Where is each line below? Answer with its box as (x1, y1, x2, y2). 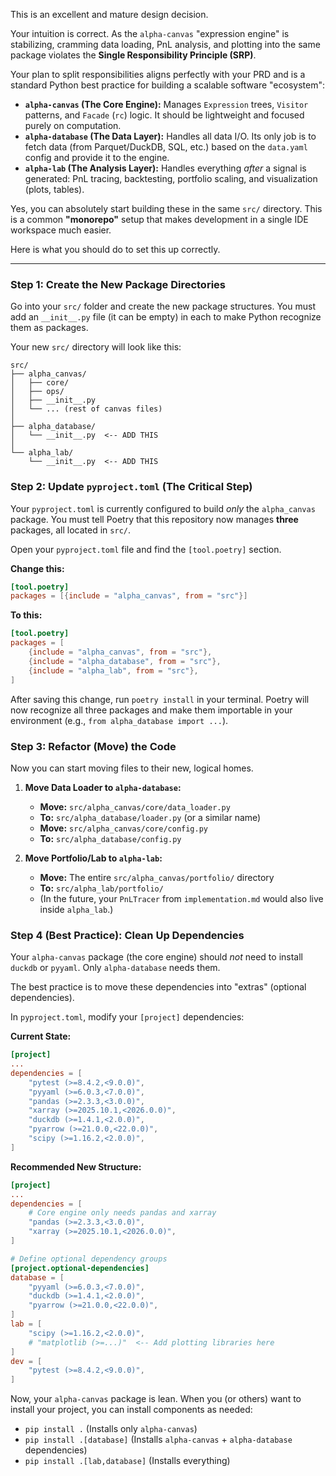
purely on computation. (24, 120, 122, 131)
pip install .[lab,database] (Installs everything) (24, 1455, 231, 1467)
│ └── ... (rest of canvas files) (10, 404, 163, 414)
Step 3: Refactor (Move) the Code (10, 739, 177, 753)
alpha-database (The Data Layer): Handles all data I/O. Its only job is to (24, 130, 317, 142)
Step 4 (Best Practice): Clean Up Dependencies (10, 928, 245, 942)
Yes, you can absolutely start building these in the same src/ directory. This (10, 203, 323, 214)
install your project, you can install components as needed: (10, 1404, 253, 1416)
